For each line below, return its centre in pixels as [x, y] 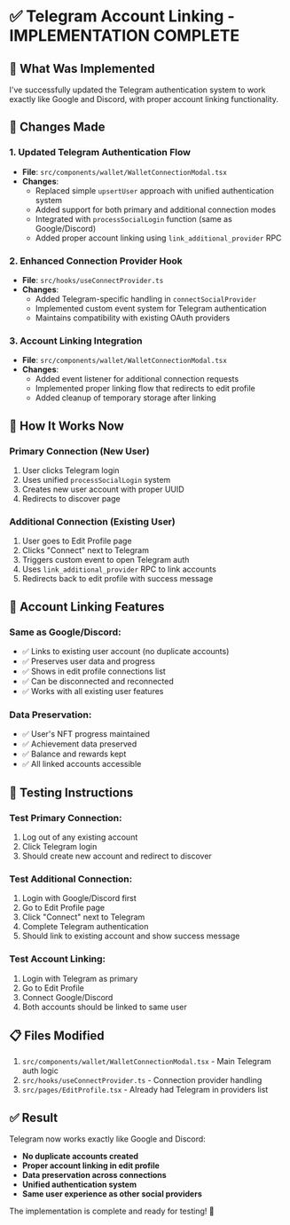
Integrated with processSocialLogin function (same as [133, 218]
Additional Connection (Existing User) [92, 521]
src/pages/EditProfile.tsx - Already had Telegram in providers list [145, 1090]
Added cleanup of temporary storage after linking [125, 398]
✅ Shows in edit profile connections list [94, 671]
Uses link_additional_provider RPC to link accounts [119, 569]
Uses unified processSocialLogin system [96, 479]
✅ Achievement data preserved [79, 744]
